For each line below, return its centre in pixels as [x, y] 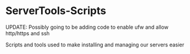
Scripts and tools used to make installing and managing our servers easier [95, 45]
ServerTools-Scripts [56, 11]
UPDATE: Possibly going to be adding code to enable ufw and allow [87, 27]
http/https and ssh [28, 33]
